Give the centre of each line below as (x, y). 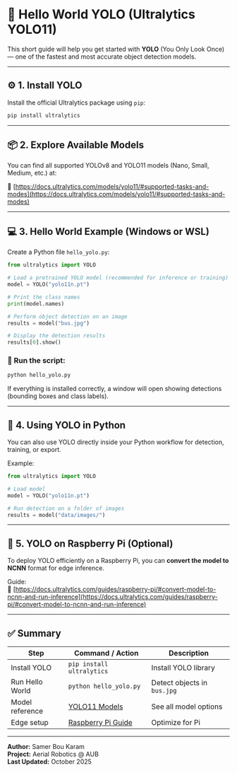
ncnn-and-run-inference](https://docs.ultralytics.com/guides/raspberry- (113, 597)
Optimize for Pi (176, 723)
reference (27, 711)
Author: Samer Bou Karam (46, 747)
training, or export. (34, 450)
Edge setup (30, 723)
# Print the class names (44, 297)
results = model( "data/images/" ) (56, 515)
